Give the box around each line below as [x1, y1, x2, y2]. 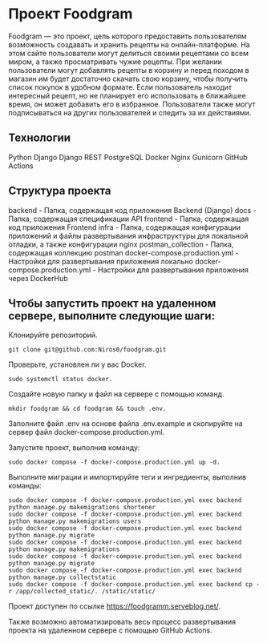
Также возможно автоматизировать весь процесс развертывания [8, 617, 237, 627]
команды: [8, 481, 42, 491]
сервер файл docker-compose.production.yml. [8, 428, 165, 437]
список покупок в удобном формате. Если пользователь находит [8, 82, 233, 92]
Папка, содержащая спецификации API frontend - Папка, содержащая [8, 214, 249, 223]
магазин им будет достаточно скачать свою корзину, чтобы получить [8, 74, 249, 83]
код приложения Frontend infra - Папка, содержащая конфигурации [8, 222, 241, 232]
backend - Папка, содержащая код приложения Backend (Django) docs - [8, 205, 257, 215]
